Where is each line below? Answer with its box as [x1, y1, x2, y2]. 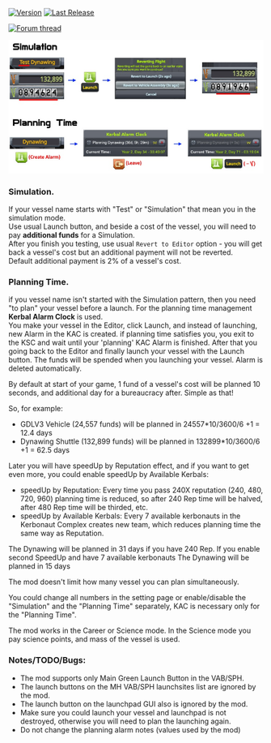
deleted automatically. [8, 363, 83, 373]
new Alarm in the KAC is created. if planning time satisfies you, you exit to [8, 329, 255, 339]
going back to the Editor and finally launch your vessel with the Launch [8, 346, 245, 356]
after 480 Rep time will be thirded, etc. [19, 503, 148, 513]
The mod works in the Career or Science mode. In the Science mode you [8, 625, 252, 636]
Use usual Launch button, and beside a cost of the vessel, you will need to [8, 221, 256, 231]
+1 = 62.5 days [19, 445, 70, 455]
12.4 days [19, 428, 53, 438]
